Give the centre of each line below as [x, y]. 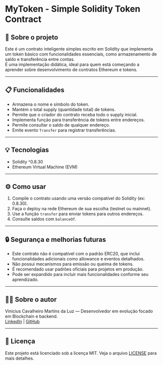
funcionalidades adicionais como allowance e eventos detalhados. [78, 259]
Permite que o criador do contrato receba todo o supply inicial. [75, 114]
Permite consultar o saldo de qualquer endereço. [61, 125]
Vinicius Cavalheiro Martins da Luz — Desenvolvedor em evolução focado [79, 311]
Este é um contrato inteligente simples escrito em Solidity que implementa [79, 49]
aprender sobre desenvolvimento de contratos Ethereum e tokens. [71, 70]
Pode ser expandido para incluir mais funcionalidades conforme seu [80, 274]
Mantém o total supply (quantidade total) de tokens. [64, 109]
